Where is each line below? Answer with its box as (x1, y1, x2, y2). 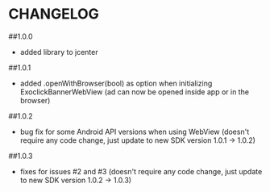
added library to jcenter (19, 47, 98, 56)
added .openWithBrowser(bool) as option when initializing (19, 78, 213, 88)
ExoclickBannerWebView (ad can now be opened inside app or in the (19, 86, 250, 97)
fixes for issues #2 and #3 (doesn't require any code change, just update (19, 166, 263, 176)
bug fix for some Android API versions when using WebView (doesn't (19, 127, 250, 136)
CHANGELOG (8, 5, 99, 23)
